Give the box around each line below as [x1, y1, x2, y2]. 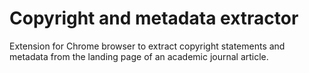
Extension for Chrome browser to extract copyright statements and [9, 40, 286, 52]
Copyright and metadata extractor [9, 7, 299, 30]
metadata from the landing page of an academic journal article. [9, 50, 269, 62]
